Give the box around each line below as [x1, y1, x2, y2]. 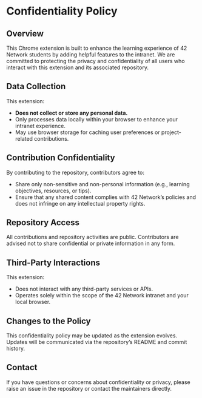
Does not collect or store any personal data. [15, 109, 128, 116]
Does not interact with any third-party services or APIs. [15, 285, 153, 292]
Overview [6, 29, 44, 39]
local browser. [15, 298, 51, 306]
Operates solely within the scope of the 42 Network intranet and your [15, 292, 189, 299]
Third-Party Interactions [6, 257, 101, 268]
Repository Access [6, 217, 80, 228]
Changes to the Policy [6, 315, 91, 326]
